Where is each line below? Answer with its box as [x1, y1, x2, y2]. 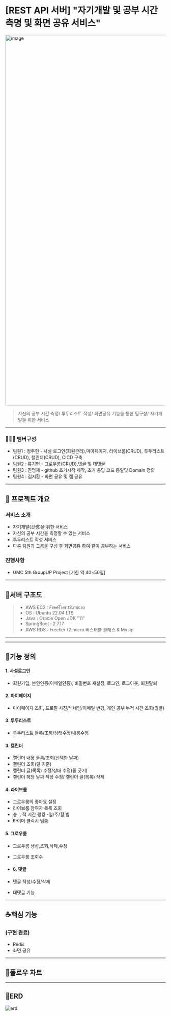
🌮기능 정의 [5, 653, 37, 661]
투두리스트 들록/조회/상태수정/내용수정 [12, 730, 89, 736]
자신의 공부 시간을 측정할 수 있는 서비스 [12, 530, 91, 536]
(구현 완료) [5, 929, 30, 937]
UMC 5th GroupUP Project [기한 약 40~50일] [12, 569, 106, 576]
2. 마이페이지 [5, 692, 32, 699]
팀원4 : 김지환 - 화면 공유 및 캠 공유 [12, 473, 83, 479]
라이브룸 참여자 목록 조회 [12, 805, 62, 811]
